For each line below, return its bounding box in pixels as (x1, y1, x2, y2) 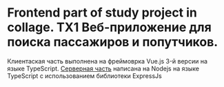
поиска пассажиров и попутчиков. (7, 35, 218, 50)
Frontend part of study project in (7, 5, 198, 21)
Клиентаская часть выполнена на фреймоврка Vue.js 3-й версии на (7, 57, 208, 65)
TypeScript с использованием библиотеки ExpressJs (7, 71, 162, 80)
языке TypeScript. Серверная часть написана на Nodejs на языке (7, 64, 200, 72)
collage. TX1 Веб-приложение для (7, 19, 212, 35)
